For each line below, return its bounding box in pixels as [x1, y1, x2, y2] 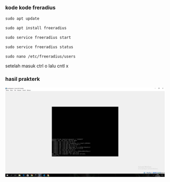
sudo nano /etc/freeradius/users [5, 54, 76, 59]
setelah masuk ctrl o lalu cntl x [5, 63, 69, 69]
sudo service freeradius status [5, 44, 73, 50]
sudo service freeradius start [5, 35, 71, 40]
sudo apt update [5, 16, 39, 21]
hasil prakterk [5, 75, 40, 82]
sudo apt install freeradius [5, 26, 67, 31]
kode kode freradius [5, 4, 56, 11]
